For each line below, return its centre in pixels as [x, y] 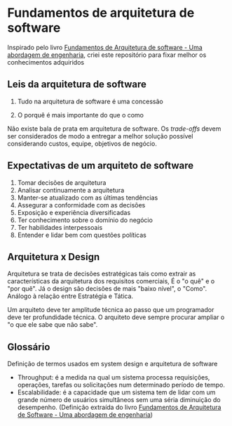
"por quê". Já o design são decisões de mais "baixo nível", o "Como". [107, 289]
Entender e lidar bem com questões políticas [82, 235]
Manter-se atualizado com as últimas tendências [88, 198]
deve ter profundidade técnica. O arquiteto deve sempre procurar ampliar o [116, 317]
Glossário [29, 347]
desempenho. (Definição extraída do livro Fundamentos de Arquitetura [119, 407]
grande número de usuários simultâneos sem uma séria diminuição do [119, 400]
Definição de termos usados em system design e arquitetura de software [112, 364]
